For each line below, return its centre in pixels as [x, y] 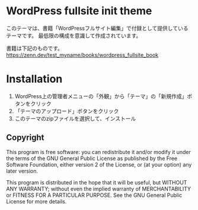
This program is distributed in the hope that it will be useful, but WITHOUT [97, 182]
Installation [34, 79]
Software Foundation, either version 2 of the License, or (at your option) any [99, 164]
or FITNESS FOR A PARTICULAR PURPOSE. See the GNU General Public [94, 195]
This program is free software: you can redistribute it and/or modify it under [98, 152]
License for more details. [36, 201]
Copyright [25, 138]
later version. [22, 171]
